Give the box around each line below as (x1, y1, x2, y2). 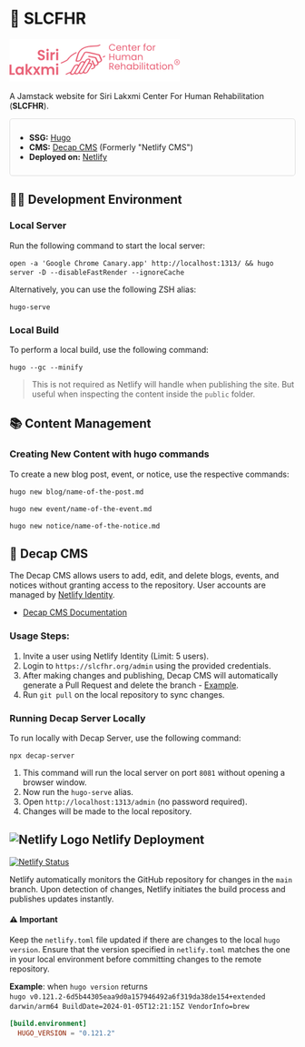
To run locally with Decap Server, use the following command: (9, 732, 241, 744)
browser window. (22, 777, 88, 788)
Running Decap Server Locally (9, 711, 146, 724)
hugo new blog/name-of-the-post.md (9, 487, 144, 497)
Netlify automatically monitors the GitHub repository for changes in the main (9, 873, 293, 885)
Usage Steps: (9, 629, 70, 642)
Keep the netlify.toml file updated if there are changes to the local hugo (9, 934, 280, 945)
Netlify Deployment (92, 832, 205, 848)
